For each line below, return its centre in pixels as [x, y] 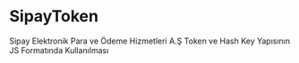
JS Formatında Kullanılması [59, 50]
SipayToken [54, 16]
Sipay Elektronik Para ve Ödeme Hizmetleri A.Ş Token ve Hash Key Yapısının [150, 41]
